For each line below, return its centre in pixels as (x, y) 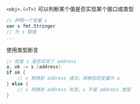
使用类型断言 (22, 50)
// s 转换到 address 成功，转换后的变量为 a (68, 78)
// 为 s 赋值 (21, 32)
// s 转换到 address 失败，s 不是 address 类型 (74, 89)
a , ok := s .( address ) (34, 67)
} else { (17, 84)
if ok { (16, 73)
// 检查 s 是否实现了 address (41, 61)
